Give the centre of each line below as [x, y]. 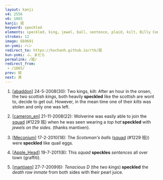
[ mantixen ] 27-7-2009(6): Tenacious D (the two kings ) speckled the [80, 167]
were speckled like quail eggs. [43, 143]
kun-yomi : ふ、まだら [25, 55]
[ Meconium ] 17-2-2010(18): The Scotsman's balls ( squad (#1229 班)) [81, 137]
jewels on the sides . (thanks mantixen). [51, 127]
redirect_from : [20, 64]
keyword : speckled [24, 28]
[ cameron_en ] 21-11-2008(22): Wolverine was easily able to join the [79, 116]
